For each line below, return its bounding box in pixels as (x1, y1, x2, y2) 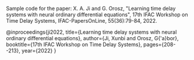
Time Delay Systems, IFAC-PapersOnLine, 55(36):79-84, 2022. (6, 17, 157, 24)
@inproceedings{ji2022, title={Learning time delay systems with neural (6, 29, 177, 36)
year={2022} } (21, 47, 57, 54)
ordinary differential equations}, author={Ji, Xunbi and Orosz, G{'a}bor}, (6, 35, 179, 41)
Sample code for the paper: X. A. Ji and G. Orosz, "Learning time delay (6, 5, 176, 12)
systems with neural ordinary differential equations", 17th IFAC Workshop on (6, 11, 188, 18)
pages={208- (143, 41, 176, 48)
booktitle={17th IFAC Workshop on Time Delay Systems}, (6, 41, 143, 48)
